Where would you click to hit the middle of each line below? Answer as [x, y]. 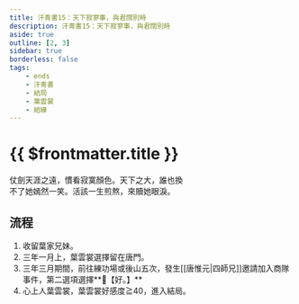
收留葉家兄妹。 [50, 246]
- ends [38, 76]
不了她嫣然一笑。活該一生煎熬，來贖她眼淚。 [92, 192]
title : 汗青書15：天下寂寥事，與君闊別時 [78, 18]
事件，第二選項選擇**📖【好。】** [82, 279]
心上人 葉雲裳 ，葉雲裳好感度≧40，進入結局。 [106, 291]
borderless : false [44, 59]
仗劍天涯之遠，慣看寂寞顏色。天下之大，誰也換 [96, 180]
